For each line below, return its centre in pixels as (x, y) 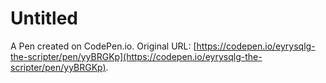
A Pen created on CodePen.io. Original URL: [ (103, 46)
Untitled (44, 18)
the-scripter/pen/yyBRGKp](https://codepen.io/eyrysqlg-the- (136, 56)
